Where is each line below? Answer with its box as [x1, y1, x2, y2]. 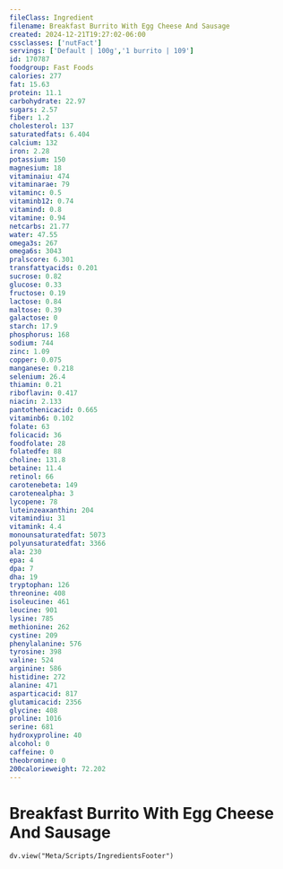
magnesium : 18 [9, 163, 63, 172]
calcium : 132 [9, 138, 58, 147]
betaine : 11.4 [9, 464, 63, 473]
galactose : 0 [9, 313, 58, 323]
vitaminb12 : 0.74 [9, 197, 74, 206]
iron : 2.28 [9, 146, 50, 155]
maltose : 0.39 [9, 305, 63, 314]
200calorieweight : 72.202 [9, 764, 106, 773]
